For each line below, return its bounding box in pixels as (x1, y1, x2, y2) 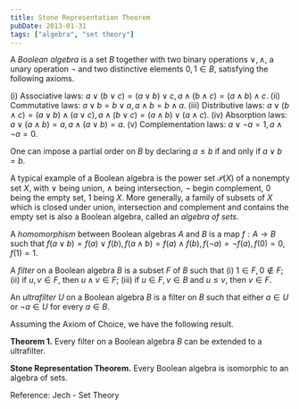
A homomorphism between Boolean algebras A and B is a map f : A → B (10, 229, 276, 240)
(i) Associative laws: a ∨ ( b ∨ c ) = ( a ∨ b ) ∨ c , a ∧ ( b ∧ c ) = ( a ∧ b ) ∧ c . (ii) (10, 90, 280, 101)
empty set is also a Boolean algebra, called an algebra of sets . (10, 211, 239, 222)
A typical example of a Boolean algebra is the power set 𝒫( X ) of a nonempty (10, 173, 290, 183)
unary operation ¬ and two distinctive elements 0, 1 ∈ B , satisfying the (10, 64, 269, 74)
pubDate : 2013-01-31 (10, 21, 87, 30)
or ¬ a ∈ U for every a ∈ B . (10, 302, 111, 312)
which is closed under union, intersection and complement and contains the (10, 202, 289, 213)
